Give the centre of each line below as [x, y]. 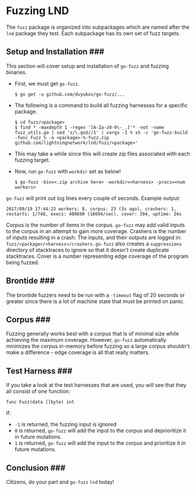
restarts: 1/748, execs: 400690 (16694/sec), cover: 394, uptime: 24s [94, 214]
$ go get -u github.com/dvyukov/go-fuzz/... [70, 94]
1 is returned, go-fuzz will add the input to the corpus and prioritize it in [100, 443]
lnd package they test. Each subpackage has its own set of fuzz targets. [93, 33]
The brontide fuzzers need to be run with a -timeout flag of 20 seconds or [96, 295]
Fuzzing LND [37, 11]
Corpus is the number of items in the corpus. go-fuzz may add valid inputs [96, 225]
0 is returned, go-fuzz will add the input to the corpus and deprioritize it [100, 431]
